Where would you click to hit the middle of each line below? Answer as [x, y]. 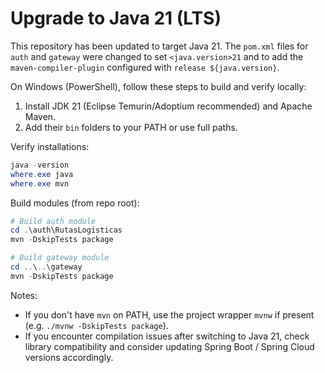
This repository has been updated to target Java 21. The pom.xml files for [159, 46]
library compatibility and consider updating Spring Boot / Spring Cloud [169, 346]
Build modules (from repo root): [75, 203]
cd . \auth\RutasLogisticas [66, 230]
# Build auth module [53, 221]
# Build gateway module [60, 258]
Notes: [24, 295]
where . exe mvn [40, 183]
